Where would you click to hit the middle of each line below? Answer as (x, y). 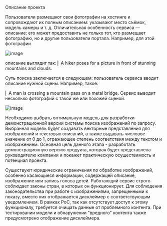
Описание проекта (25, 7)
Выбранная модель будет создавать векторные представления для (77, 128)
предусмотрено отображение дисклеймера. (53, 218)
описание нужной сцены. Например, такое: (52, 83)
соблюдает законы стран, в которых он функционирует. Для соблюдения (84, 186)
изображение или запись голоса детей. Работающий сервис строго (78, 181)
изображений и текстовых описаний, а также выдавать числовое (75, 134)
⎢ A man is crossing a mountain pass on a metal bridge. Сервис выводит (80, 93)
